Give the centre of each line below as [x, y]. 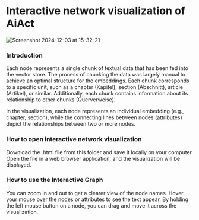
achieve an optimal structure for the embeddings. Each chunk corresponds [98, 81]
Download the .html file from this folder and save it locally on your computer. [100, 152]
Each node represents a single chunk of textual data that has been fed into [97, 68]
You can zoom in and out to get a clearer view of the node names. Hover [95, 193]
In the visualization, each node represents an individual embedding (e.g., [95, 111]
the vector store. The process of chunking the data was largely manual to [96, 75]
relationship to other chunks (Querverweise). [61, 100]
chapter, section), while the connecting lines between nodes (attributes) [94, 117]
